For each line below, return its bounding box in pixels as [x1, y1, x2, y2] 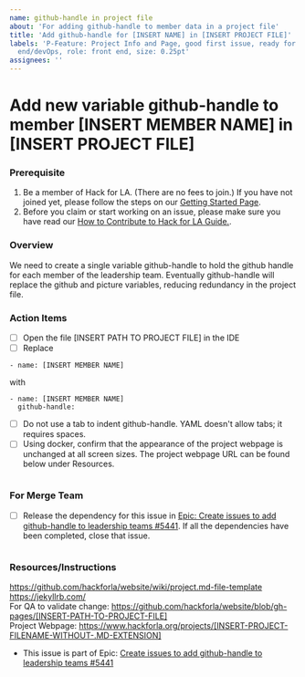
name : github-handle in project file [9, 13, 153, 23]
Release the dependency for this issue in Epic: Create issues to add [22, 510, 277, 521]
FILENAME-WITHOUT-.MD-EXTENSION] [9, 630, 162, 641]
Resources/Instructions [9, 560, 117, 573]
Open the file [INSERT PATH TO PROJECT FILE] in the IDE [22, 332, 240, 343]
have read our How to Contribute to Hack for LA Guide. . [22, 216, 232, 227]
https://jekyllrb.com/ [9, 590, 87, 602]
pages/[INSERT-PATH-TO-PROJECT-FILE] [9, 610, 168, 621]
